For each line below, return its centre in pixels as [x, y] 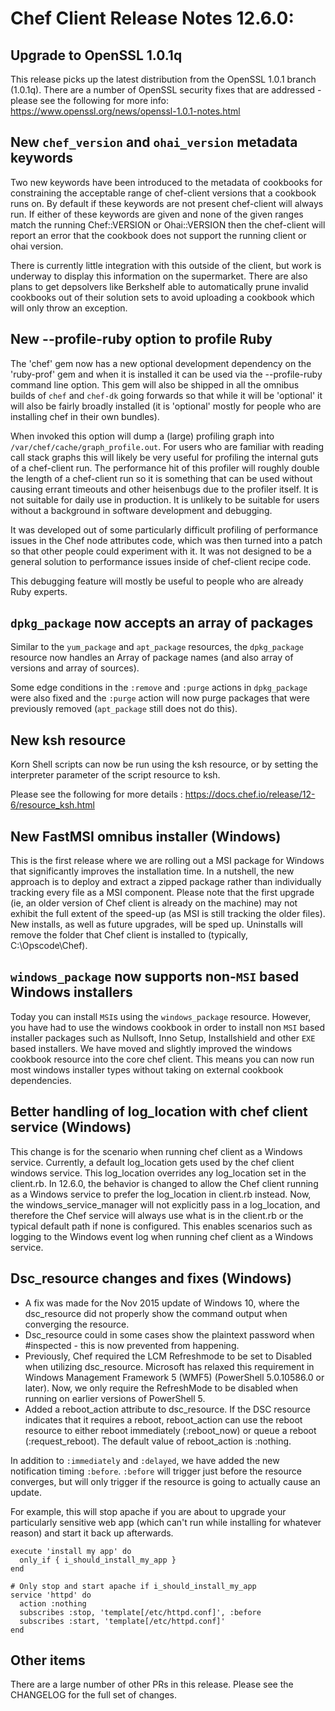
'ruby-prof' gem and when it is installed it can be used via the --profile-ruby [166, 374]
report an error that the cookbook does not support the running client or [158, 235]
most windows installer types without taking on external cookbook [147, 1069]
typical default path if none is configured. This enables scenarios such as [161, 1226]
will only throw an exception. [69, 308]
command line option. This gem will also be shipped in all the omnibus [155, 384]
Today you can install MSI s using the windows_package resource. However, [161, 1016]
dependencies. [41, 1080]
